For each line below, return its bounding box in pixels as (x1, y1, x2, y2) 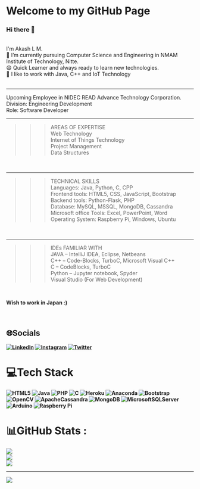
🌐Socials (6, 328, 40, 338)
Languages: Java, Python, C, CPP (50, 184, 133, 191)
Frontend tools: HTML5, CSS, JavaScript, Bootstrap (50, 191, 177, 198)
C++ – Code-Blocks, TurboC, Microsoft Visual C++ (50, 257, 175, 264)
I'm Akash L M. (6, 45, 43, 52)
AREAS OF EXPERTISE (50, 124, 106, 131)
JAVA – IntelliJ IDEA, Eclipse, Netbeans (50, 251, 146, 258)
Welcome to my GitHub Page (6, 4, 151, 18)
